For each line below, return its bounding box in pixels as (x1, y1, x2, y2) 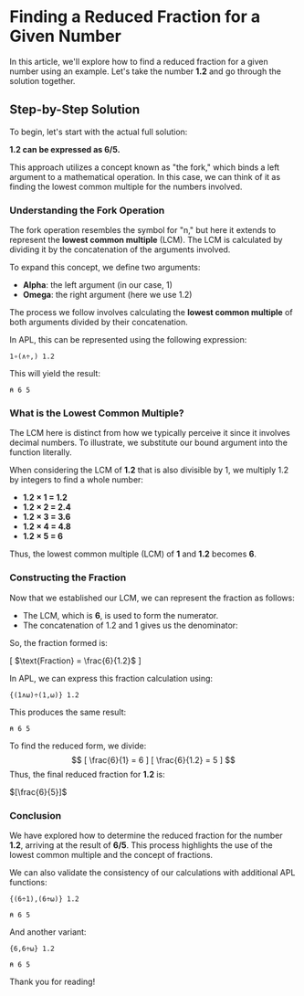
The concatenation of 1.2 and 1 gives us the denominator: (22, 620, 239, 630)
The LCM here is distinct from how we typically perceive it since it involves (9, 428, 290, 439)
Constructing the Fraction (9, 571, 127, 584)
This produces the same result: (9, 706, 127, 717)
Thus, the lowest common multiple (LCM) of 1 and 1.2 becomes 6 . (9, 548, 257, 559)
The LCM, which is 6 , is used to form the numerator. (22, 609, 219, 620)
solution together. (9, 75, 76, 86)
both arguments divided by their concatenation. (9, 317, 189, 328)
